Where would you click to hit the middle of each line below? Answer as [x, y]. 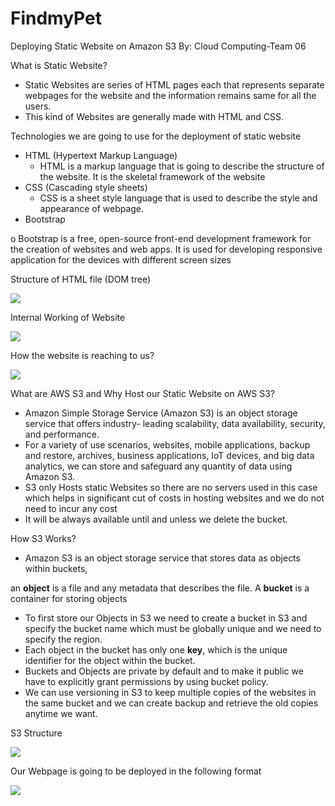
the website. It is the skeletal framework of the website [152, 176]
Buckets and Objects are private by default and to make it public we [164, 671]
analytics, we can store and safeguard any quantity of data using [158, 466]
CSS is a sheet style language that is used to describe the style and [178, 198]
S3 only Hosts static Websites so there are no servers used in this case [171, 487]
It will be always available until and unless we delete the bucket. [156, 519]
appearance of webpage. [92, 208]
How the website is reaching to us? [82, 355]
